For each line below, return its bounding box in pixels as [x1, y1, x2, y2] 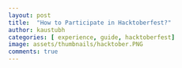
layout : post [8, 11, 51, 20]
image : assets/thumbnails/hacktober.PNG [8, 41, 144, 48]
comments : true [8, 48, 59, 55]
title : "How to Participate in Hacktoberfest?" [8, 19, 172, 27]
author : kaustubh [8, 26, 66, 34]
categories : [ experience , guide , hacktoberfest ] [8, 33, 176, 41]
